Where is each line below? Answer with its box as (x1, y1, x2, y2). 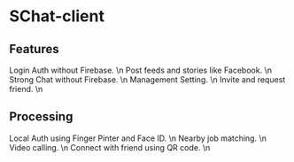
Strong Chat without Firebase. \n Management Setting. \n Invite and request (9, 74, 286, 85)
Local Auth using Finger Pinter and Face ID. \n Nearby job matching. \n (9, 133, 267, 143)
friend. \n (9, 84, 43, 94)
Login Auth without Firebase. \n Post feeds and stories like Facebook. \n (9, 65, 273, 75)
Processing (9, 109, 73, 125)
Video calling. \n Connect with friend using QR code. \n (9, 142, 211, 152)
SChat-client (9, 6, 104, 27)
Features (9, 42, 59, 57)
